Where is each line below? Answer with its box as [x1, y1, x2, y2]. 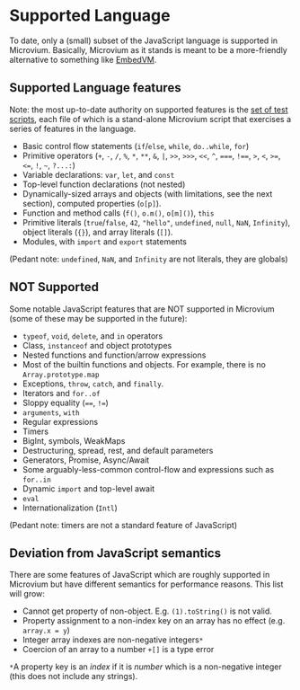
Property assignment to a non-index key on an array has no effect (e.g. [22, 615, 286, 626]
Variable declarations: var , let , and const [22, 169, 175, 180]
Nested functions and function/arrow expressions [22, 349, 207, 360]
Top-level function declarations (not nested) [22, 179, 186, 190]
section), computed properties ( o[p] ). [22, 198, 162, 208]
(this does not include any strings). [9, 671, 138, 682]
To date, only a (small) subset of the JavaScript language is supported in [9, 35, 278, 46]
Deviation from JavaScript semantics [9, 545, 222, 561]
